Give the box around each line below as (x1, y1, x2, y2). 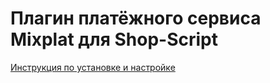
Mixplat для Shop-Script (10, 28, 219, 51)
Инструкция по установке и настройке (10, 61, 176, 73)
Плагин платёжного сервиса (10, 7, 262, 30)
